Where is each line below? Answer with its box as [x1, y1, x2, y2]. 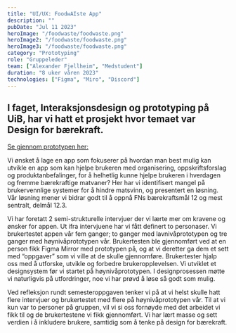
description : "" [7, 17, 55, 24]
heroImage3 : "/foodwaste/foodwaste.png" [7, 43, 128, 50]
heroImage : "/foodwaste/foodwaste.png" [7, 30, 124, 37]
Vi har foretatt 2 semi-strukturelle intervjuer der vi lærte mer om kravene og [7, 215, 226, 223]
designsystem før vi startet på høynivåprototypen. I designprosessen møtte [7, 267, 225, 275]
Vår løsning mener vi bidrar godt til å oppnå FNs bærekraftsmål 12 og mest [7, 194, 223, 202]
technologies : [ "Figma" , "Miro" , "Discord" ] [7, 75, 140, 83]
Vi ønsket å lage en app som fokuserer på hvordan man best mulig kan [7, 156, 212, 165]
